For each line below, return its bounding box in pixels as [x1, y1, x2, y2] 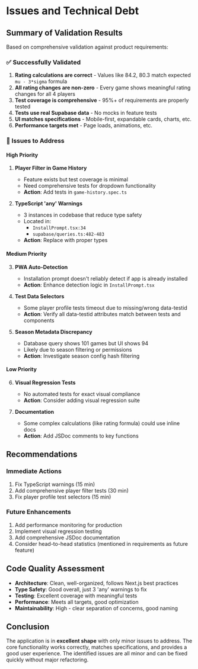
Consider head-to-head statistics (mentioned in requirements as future [14, 540, 189, 547]
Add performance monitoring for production [14, 521, 123, 528]
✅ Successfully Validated [6, 58, 81, 66]
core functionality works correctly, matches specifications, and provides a [6, 644, 187, 651]
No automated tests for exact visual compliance [23, 390, 140, 397]
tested [14, 103, 31, 110]
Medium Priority [6, 250, 47, 258]
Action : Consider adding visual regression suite [23, 397, 140, 404]
